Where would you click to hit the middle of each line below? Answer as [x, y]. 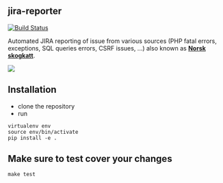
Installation [32, 90]
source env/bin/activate [43, 132]
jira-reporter [35, 11]
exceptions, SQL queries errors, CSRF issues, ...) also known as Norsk [107, 48]
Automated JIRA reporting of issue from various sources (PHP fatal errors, [113, 41]
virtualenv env [29, 126]
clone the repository [46, 106]
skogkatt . [22, 55]
